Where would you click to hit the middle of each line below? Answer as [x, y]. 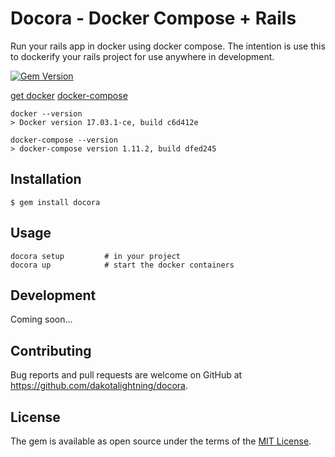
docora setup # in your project [96, 256]
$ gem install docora [55, 202]
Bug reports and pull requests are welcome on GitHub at [126, 375]
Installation [46, 179]
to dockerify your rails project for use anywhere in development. [142, 56]
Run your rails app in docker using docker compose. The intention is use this [168, 46]
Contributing [51, 350]
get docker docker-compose [69, 95]
